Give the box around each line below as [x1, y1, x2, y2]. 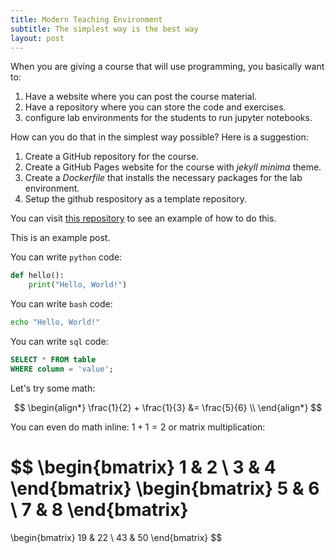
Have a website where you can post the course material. [24, 91, 258, 103]
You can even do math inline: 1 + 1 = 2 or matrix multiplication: [10, 421, 266, 433]
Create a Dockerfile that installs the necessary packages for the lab [24, 172, 303, 184]
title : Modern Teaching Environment [10, 14, 163, 25]
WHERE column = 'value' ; [10, 364, 114, 374]
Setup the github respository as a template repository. [24, 193, 248, 205]
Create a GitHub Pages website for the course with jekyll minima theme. [24, 161, 322, 173]
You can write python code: [10, 251, 123, 263]
